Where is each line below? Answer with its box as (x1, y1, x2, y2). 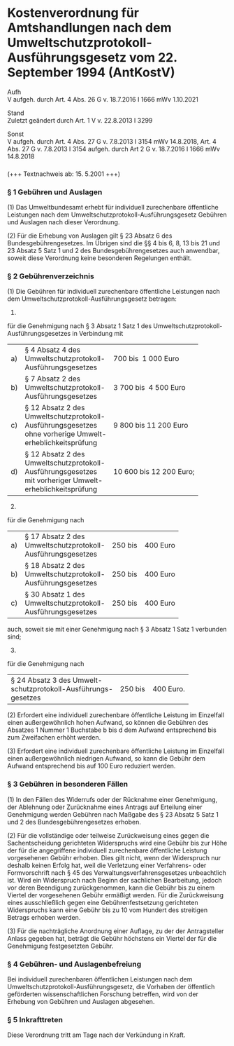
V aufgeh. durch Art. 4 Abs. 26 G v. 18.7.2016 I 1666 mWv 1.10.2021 (7, 95, 199, 103)
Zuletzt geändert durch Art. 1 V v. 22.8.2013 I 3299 (7, 116, 153, 124)
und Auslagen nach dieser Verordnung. (7, 218, 120, 226)
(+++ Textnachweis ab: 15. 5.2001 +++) (7, 170, 121, 178)
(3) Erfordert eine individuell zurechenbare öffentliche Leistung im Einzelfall (7, 747, 225, 755)
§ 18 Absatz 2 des (24, 561, 85, 571)
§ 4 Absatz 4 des (24, 345, 80, 355)
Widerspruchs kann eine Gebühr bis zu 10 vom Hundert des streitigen (7, 906, 208, 914)
